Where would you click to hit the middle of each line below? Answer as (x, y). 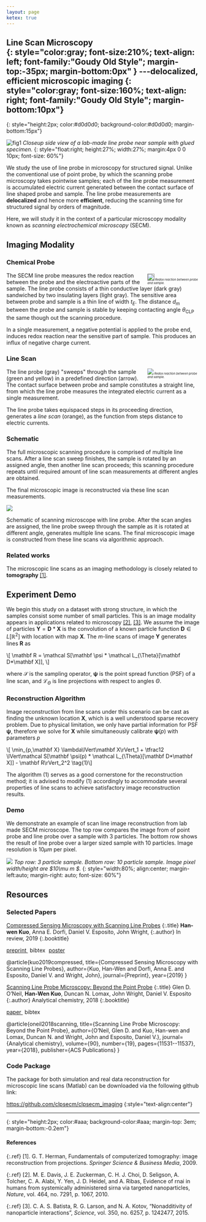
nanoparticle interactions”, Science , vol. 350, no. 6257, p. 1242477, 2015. (98, 1212)
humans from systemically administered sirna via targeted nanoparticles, (98, 1188)
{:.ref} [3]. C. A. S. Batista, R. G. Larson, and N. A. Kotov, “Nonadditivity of (99, 1206)
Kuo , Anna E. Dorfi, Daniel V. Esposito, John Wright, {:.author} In (100, 932)
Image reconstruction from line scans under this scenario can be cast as (98, 712)
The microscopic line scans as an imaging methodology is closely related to (102, 569)
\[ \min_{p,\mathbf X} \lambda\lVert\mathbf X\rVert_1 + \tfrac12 (85, 750)
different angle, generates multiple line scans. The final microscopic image (101, 533)
